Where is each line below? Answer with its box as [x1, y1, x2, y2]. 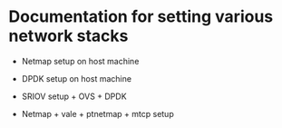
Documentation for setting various [8, 6, 274, 27]
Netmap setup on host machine [21, 55, 140, 66]
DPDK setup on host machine [21, 73, 132, 84]
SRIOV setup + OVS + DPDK [21, 91, 128, 102]
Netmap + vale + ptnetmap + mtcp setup [21, 108, 174, 119]
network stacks [8, 25, 129, 46]
